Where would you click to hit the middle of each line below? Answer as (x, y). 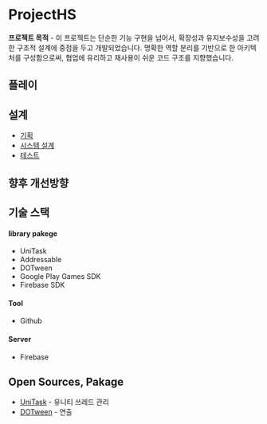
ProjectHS (43, 15)
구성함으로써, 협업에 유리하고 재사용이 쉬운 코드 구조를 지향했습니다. (128, 57)
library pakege (33, 234)
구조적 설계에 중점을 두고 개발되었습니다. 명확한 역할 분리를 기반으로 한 (126, 47)
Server (20, 339)
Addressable (41, 260)
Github (31, 321)
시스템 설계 (37, 146)
